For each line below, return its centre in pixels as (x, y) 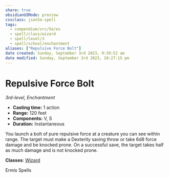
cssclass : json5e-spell (31, 20)
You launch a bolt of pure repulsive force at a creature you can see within (83, 134)
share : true (18, 10)
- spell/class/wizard (33, 34)
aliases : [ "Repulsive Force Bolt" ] (43, 48)
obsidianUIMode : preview (32, 15)
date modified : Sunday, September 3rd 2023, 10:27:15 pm (67, 58)
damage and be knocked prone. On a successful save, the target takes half (84, 145)
